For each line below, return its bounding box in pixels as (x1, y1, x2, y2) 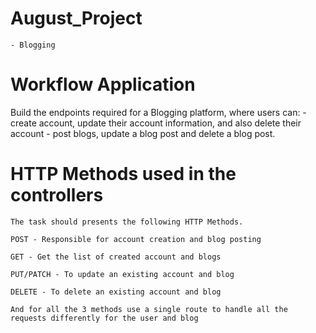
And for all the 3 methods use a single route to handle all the (10, 304, 288, 314)
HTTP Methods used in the (10, 163, 237, 186)
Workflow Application (10, 73, 196, 96)
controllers (10, 184, 104, 207)
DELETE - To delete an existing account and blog (10, 287, 222, 297)
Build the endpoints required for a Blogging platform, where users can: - (10, 106, 307, 118)
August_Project (10, 7, 143, 30)
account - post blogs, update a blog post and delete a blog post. (10, 127, 276, 139)
